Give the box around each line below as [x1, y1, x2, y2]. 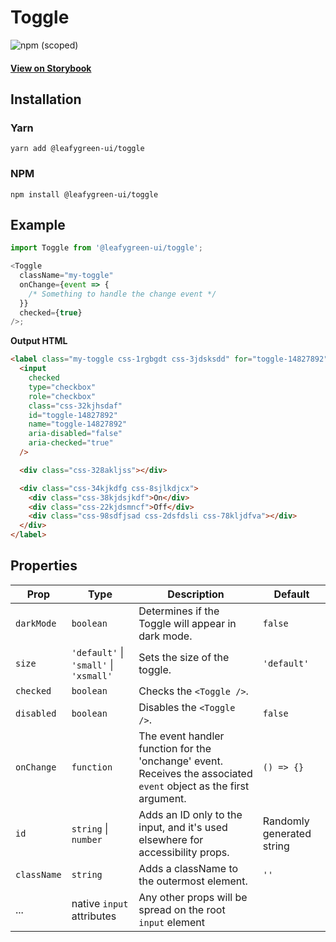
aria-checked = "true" [28, 438, 114, 448]
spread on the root [138, 902, 226, 916]
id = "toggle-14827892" [28, 410, 118, 420]
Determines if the [138, 604, 220, 618]
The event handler [138, 729, 225, 743]
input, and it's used [138, 820, 228, 834]
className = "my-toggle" [19, 271, 114, 281]
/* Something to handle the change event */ [28, 289, 217, 299]
